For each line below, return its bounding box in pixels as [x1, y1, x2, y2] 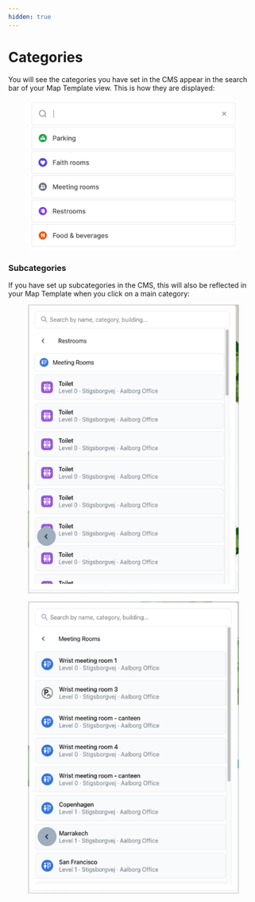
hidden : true [8, 13, 52, 21]
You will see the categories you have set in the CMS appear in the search [8, 74, 248, 84]
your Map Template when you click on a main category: [8, 288, 191, 298]
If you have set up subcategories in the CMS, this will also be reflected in [8, 280, 247, 290]
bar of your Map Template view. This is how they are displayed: [8, 83, 215, 92]
